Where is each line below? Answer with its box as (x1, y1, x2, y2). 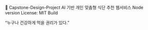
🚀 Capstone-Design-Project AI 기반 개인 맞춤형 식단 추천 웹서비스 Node (5, 5, 144, 10)
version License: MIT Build (5, 10, 58, 16)
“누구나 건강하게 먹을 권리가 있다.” (5, 20, 69, 25)
